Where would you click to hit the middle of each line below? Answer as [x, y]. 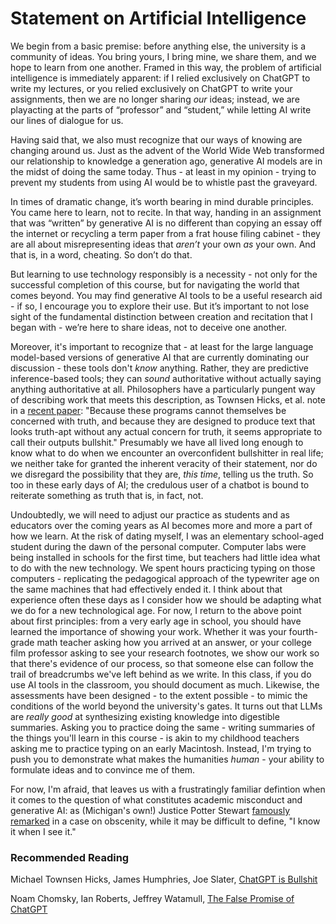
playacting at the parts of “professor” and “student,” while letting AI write [161, 109]
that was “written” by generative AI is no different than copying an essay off [166, 223]
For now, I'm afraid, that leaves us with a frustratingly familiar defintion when [168, 789]
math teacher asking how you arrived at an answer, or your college [174, 642]
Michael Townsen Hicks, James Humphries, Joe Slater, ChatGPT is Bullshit [164, 879]
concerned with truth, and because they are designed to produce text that [163, 421]
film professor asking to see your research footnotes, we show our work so [165, 653]
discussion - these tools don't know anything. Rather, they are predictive [159, 368]
